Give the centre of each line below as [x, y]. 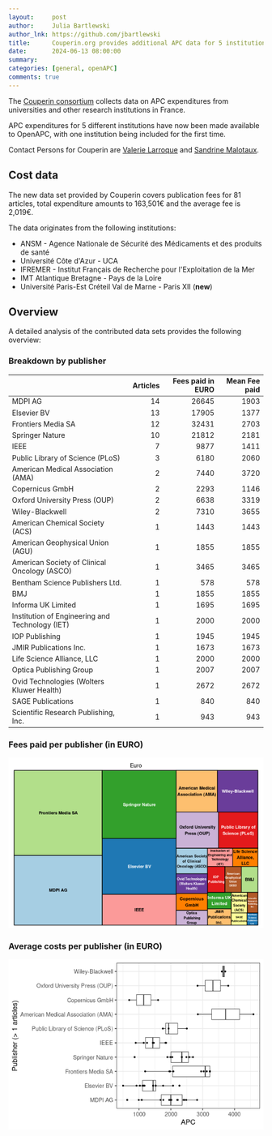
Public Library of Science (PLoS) [66, 457]
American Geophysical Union [60, 542]
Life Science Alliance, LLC [55, 659]
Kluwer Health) [37, 690]
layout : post [38, 17]
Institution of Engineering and [61, 616]
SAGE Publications [43, 701]
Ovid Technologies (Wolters [58, 681]
